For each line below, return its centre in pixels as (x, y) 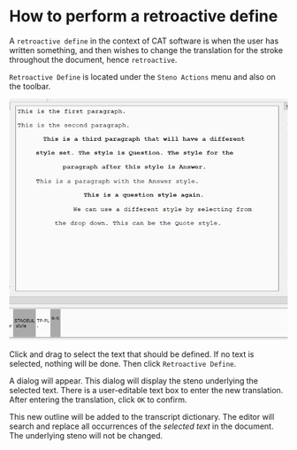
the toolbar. (30, 86)
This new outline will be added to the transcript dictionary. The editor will (142, 416)
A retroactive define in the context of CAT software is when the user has (144, 41)
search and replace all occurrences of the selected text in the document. (141, 426)
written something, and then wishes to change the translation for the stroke (146, 50)
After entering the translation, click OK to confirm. (98, 400)
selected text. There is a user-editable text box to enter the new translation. (146, 390)
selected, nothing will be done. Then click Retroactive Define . (123, 363)
